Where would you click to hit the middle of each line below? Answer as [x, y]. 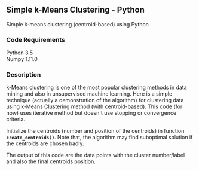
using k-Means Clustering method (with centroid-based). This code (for [94, 106]
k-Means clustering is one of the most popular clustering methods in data [97, 88]
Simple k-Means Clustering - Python [75, 10]
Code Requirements [36, 39]
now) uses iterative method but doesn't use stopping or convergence [91, 113]
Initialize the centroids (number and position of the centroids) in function [95, 131]
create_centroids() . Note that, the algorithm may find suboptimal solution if [99, 138]
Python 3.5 [19, 53]
